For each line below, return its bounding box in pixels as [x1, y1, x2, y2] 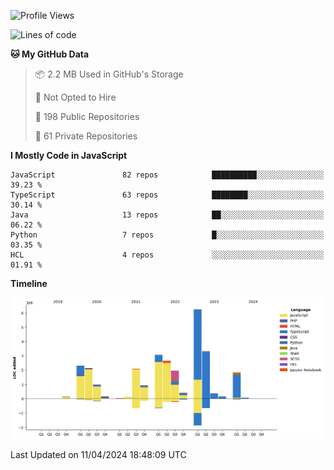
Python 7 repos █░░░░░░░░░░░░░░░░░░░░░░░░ [10, 230, 325, 240]
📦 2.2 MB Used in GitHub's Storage [34, 68, 184, 80]
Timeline [10, 278, 48, 289]
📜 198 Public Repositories [34, 111, 140, 122]
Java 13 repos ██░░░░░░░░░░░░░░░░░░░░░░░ [10, 210, 325, 220]
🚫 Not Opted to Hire [34, 91, 117, 103]
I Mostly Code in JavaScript [10, 150, 128, 161]
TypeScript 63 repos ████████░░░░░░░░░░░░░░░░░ [10, 190, 325, 200]
